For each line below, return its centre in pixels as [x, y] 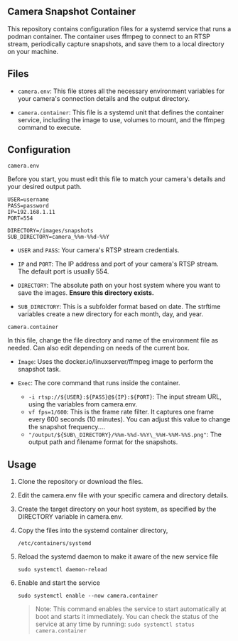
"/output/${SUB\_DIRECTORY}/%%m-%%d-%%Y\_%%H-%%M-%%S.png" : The [125, 435]
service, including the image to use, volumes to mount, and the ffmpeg [121, 119]
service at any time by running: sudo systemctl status [115, 624]
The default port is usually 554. [63, 271]
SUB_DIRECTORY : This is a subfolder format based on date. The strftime [119, 307]
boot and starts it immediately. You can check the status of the [127, 617]
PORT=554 [20, 219]
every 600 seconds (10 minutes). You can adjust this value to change [129, 419]
